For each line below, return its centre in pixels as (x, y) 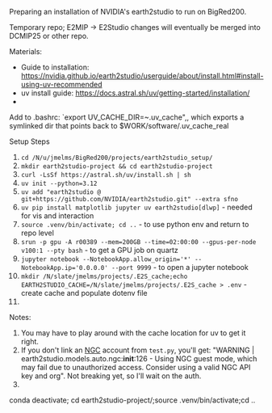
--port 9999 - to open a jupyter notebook (180, 267)
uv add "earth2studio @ (61, 192)
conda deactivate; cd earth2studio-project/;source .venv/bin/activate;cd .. (132, 400)
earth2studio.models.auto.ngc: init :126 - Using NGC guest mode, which (139, 358)
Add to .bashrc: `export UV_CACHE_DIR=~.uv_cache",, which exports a (127, 117)
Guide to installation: (55, 67)
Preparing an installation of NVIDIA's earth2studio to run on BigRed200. (128, 12)
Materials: (26, 51)
